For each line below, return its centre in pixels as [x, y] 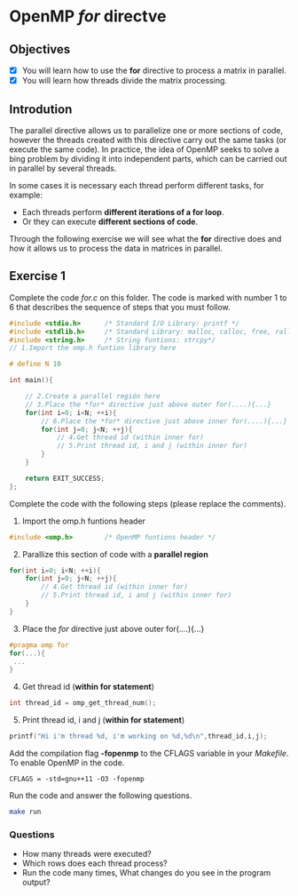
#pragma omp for [39, 645]
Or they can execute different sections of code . [110, 221]
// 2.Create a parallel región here [93, 396]
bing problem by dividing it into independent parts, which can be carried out [148, 158]
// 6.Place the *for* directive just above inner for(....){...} [165, 421]
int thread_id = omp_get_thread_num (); [83, 703]
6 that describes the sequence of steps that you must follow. [120, 307]
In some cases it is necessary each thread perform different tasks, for [137, 185]
